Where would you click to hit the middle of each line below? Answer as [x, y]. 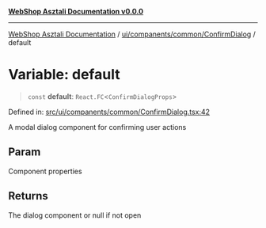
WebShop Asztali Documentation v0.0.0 [76, 11]
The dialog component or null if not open [75, 215]
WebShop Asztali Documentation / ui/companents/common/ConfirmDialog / [132, 34]
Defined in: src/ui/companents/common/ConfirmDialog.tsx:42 [109, 112]
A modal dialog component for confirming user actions [97, 127]
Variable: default [64, 75]
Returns [28, 196]
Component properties [45, 171]
